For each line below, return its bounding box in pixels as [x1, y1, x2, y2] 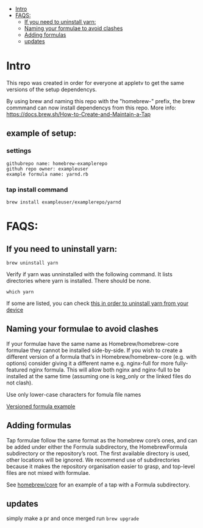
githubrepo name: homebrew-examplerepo [6, 160, 108, 167]
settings [6, 147, 32, 155]
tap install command [6, 185, 68, 194]
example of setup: [6, 128, 77, 139]
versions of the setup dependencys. [6, 86, 97, 93]
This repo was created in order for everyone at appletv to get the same [6, 79, 185, 86]
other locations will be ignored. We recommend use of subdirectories [6, 456, 180, 463]
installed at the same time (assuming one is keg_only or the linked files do [6, 372, 191, 380]
